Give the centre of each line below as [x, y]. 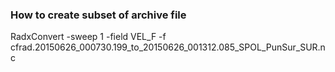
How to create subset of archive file [98, 15]
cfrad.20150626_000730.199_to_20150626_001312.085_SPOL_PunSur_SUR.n [168, 47]
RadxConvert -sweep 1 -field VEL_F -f [88, 37]
